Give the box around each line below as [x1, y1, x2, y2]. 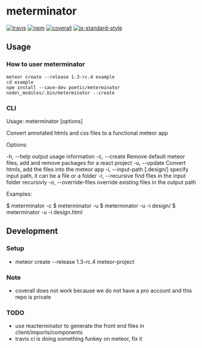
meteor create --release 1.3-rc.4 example [6, 74, 115, 80]
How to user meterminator [6, 60, 85, 69]
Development [6, 226, 59, 236]
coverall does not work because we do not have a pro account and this [15, 287, 192, 294]
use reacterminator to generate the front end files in [15, 323, 145, 330]
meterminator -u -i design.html [6, 208, 83, 216]
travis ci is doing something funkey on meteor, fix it [15, 335, 143, 343]
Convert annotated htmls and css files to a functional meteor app [6, 129, 168, 136]
